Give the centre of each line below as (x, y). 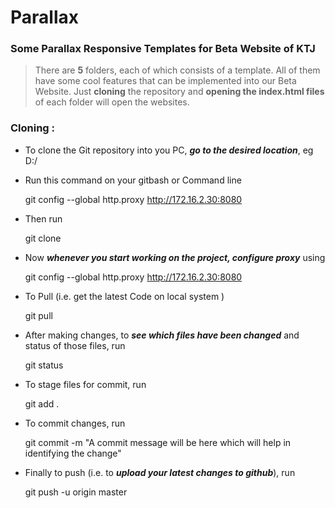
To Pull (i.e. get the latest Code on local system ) (124, 296)
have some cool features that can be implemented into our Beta (165, 81)
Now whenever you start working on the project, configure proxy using (175, 257)
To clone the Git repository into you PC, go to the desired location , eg (169, 150)
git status (44, 365)
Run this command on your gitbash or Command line (133, 180)
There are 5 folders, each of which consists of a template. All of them (177, 70)
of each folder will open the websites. (112, 102)
